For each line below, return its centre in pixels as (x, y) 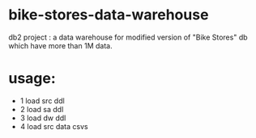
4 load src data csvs (54, 126)
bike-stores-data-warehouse (109, 15)
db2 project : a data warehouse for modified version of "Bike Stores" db (128, 37)
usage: (32, 79)
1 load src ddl (42, 100)
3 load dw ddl (43, 118)
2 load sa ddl (42, 109)
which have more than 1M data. (60, 45)
